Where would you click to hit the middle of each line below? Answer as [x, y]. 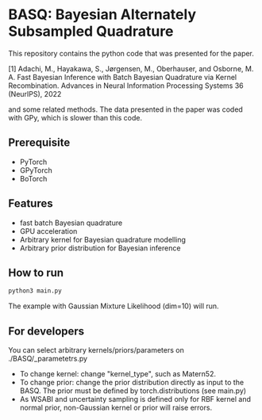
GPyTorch [36, 170]
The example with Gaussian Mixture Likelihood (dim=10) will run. [114, 306]
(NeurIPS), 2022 [35, 94]
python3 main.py [35, 291]
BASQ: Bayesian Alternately [102, 15]
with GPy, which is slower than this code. [75, 117]
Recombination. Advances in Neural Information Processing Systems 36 [126, 86]
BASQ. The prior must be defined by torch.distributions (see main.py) [133, 391]
